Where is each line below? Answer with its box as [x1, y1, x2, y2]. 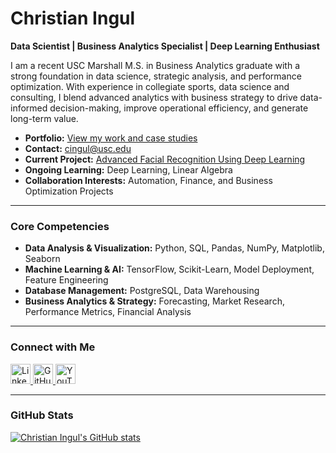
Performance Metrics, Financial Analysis [24, 306, 192, 318]
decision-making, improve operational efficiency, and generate [49, 102, 309, 114]
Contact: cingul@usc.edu [24, 142, 132, 154]
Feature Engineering [24, 274, 109, 286]
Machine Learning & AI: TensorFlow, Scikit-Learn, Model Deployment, [24, 263, 315, 276]
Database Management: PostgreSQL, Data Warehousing [24, 285, 260, 297]
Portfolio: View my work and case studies [24, 132, 198, 144]
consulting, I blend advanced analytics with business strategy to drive [10, 91, 298, 103]
